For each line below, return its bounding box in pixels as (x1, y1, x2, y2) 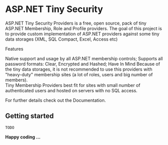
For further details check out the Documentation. (5, 97, 106, 103)
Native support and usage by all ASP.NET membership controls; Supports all (5, 55, 163, 61)
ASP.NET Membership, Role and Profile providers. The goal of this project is (5, 25, 162, 31)
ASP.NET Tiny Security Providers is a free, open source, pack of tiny (5, 20, 147, 26)
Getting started (5, 112, 54, 120)
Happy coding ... (5, 134, 41, 140)
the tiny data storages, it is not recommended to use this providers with (5, 66, 152, 72)
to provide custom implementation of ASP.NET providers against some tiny (5, 31, 159, 37)
